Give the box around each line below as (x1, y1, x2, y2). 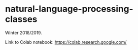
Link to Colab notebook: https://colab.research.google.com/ (5, 39, 127, 45)
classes (5, 14, 38, 25)
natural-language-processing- (5, 3, 134, 15)
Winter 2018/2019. (5, 30, 42, 35)
